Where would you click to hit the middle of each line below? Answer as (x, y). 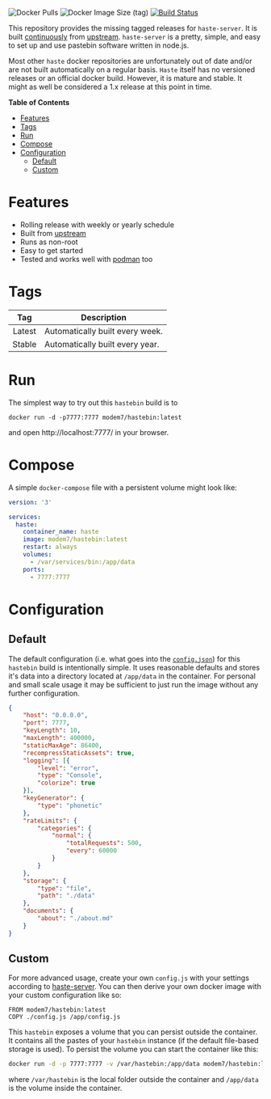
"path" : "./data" (66, 896)
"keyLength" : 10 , (52, 731)
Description (104, 317)
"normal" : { (71, 836)
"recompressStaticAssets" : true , (79, 753)
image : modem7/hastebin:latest (75, 539)
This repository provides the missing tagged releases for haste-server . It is (133, 28)
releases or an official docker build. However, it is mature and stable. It (125, 78)
